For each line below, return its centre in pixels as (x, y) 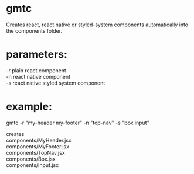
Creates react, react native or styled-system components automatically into (97, 25)
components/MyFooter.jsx (38, 146)
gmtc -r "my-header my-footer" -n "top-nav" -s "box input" (78, 123)
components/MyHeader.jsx (39, 140)
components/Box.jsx (31, 159)
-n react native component (38, 76)
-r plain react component (36, 70)
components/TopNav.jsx (36, 152)
